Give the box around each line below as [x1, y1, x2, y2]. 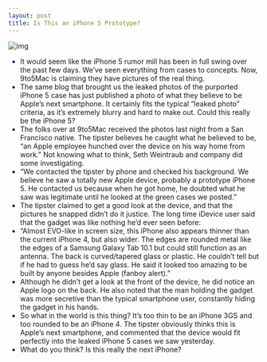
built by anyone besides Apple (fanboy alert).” [19, 268, 171, 277]
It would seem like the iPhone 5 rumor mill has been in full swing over [19, 57, 248, 66]
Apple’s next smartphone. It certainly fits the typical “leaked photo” [19, 99, 241, 108]
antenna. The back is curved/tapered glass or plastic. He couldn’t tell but [19, 251, 259, 261]
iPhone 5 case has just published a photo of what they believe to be [19, 90, 243, 100]
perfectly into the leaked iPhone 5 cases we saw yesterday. [19, 336, 215, 345]
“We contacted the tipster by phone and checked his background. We [19, 167, 249, 176]
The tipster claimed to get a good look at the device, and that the [19, 200, 234, 210]
